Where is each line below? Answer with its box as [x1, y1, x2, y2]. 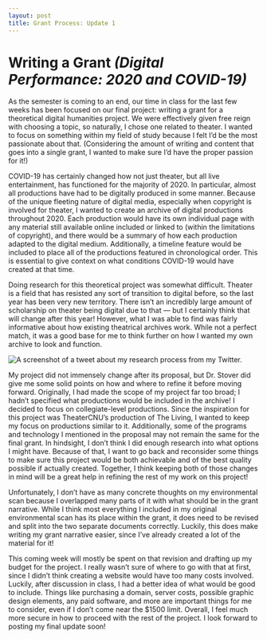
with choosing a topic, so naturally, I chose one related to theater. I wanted [8, 122, 253, 132]
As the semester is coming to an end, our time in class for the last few [8, 97, 238, 106]
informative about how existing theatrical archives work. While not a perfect [8, 322, 257, 332]
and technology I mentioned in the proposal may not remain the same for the [8, 430, 260, 440]
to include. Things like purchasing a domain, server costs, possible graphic [8, 588, 254, 598]
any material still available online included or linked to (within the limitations [8, 223, 255, 232]
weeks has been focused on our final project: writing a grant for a [8, 105, 223, 115]
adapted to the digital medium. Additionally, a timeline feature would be [8, 239, 241, 249]
